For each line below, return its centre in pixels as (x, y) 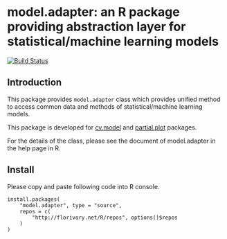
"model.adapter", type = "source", (71, 205)
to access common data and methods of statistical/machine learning (105, 106)
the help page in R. (34, 148)
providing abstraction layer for (97, 27)
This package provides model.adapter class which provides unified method (114, 99)
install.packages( (34, 199)
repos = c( (35, 211)
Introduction (35, 83)
